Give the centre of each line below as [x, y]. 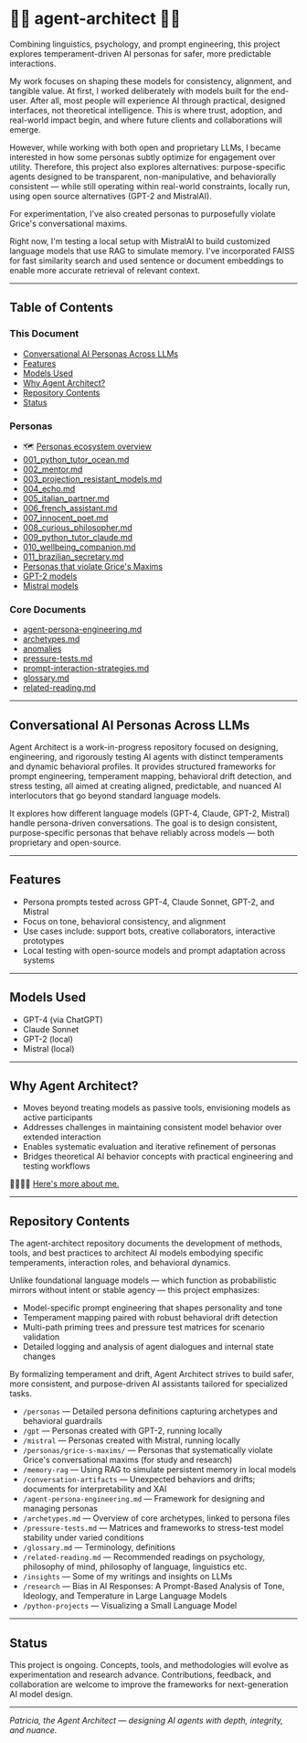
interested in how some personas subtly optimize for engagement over [143, 157]
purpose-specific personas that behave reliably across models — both [142, 833]
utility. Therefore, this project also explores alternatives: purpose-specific [148, 166]
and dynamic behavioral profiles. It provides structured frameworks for [143, 766]
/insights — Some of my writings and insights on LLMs [127, 1577]
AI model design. [41, 1695]
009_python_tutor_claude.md [78, 537]
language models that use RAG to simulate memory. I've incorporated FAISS [152, 251]
